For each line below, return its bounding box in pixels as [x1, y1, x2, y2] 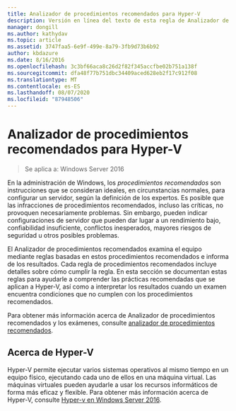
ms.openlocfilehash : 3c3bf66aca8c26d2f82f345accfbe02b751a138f [7, 63, 198, 70]
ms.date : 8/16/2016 [7, 57, 65, 64]
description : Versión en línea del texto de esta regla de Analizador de [7, 17, 230, 24]
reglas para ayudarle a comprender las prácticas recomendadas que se [7, 274, 216, 283]
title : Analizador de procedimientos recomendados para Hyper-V [7, 10, 201, 18]
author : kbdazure [7, 50, 59, 57]
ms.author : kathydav [7, 30, 69, 37]
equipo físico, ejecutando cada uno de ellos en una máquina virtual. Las [7, 373, 217, 381]
